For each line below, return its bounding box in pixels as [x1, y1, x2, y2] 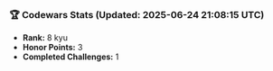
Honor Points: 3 [22, 42, 83, 53]
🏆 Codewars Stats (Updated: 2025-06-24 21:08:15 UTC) [9, 8, 265, 21]
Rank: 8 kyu [22, 32, 68, 43]
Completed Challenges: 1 [22, 51, 119, 62]
